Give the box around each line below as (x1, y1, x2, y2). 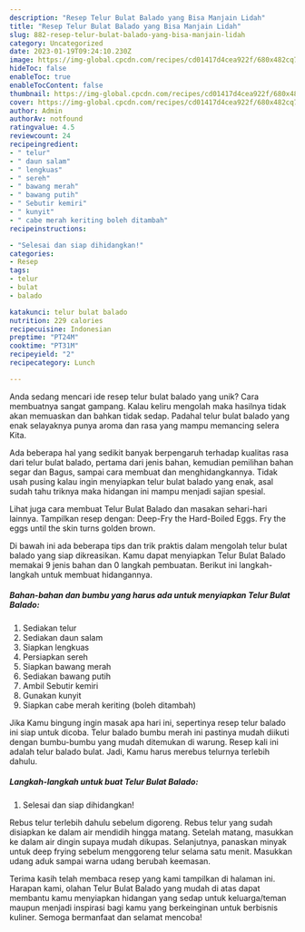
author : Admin (9, 106, 64, 115)
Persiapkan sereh (22, 651, 89, 662)
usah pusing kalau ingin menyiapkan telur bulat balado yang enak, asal (9, 476, 274, 486)
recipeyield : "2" (9, 350, 75, 359)
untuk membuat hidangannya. (40, 569, 152, 580)
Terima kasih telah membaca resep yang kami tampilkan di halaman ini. (9, 873, 276, 884)
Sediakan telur (22, 623, 77, 633)
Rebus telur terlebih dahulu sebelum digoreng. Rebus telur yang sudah (9, 817, 273, 828)
